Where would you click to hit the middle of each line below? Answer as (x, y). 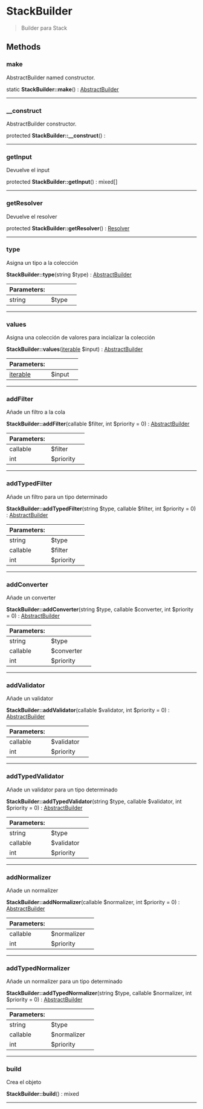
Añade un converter (31, 598)
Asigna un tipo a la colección (42, 262)
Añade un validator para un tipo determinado (62, 790)
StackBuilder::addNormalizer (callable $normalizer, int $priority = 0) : (93, 902)
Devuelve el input (28, 170)
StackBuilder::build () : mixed (43, 1094)
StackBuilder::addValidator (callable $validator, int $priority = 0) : (88, 710)
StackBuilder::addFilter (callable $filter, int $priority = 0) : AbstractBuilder (98, 424)
